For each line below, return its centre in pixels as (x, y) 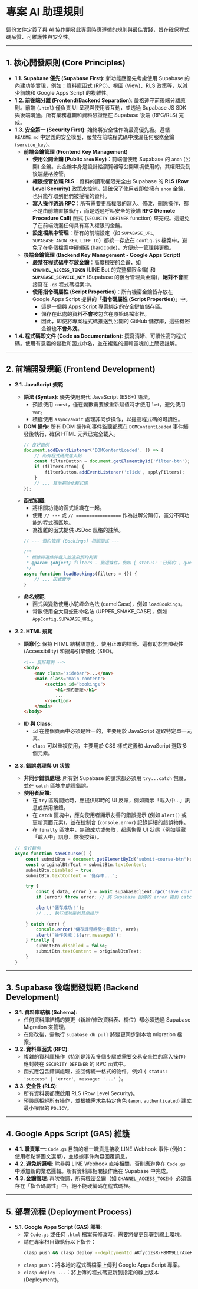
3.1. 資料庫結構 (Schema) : (46, 1012)
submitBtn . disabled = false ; (72, 946)
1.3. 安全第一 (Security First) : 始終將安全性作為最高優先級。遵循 (92, 130)
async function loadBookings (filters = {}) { (80, 574)
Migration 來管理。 (46, 1027)
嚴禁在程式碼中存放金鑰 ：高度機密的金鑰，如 (87, 262)
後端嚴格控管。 (50, 174)
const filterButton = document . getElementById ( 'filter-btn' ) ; (112, 461)
